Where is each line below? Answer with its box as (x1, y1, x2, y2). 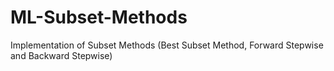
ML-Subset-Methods (10, 6, 188, 29)
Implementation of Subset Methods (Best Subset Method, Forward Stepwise (10, 39, 324, 51)
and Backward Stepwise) (10, 49, 113, 61)
